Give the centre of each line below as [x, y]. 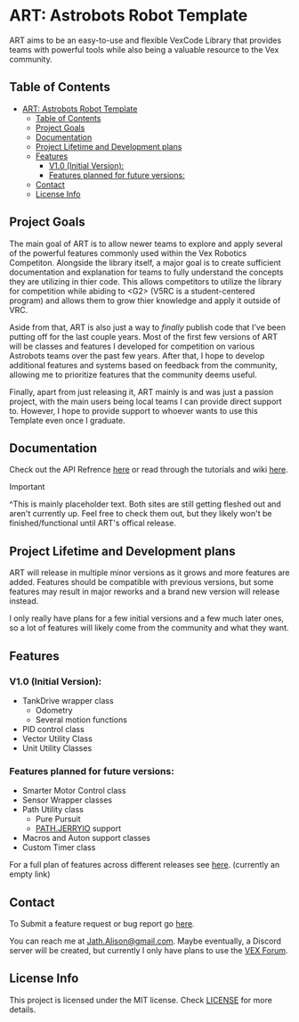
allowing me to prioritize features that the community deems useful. [133, 375]
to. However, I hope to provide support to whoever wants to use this [133, 410]
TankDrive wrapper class [68, 700]
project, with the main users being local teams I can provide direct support [145, 401]
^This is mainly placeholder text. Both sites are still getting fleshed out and [145, 504]
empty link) [30, 874]
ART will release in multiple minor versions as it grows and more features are [150, 573]
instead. [24, 601]
